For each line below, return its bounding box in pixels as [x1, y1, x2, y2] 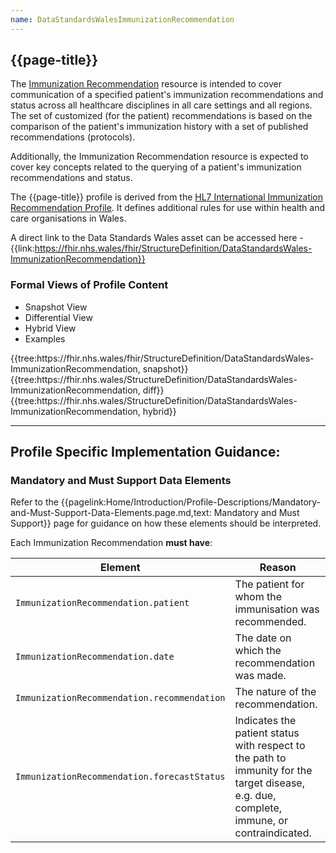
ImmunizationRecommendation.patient [15, 597, 190, 609]
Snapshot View [24, 301, 88, 313]
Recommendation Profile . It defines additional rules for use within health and [10, 202, 325, 214]
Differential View [24, 311, 93, 323]
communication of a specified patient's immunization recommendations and [10, 89, 324, 101]
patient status [234, 726, 300, 740]
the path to [234, 751, 287, 765]
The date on [234, 631, 292, 645]
